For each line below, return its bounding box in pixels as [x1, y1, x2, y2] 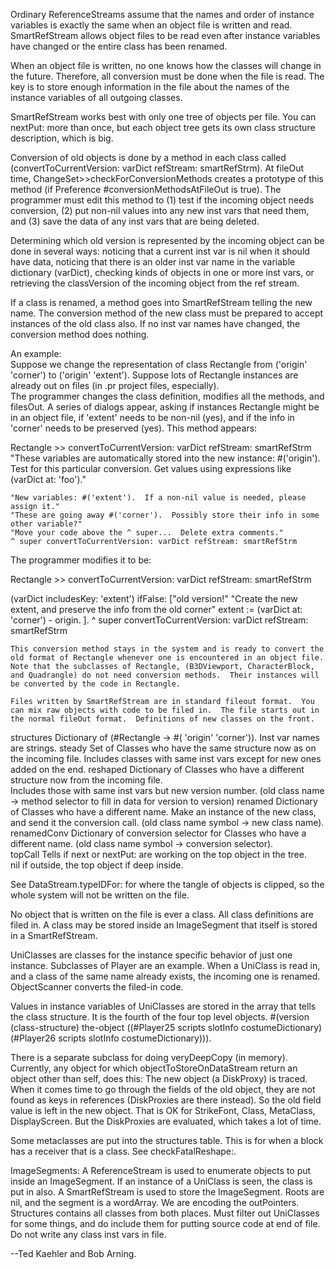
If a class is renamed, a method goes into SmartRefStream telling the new [10, 297, 313, 308]
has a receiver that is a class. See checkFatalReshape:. [10, 1145, 237, 1157]
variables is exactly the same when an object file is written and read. [10, 19, 293, 31]
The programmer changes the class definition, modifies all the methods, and [10, 390, 325, 402]
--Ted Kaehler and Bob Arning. [10, 1248, 137, 1259]
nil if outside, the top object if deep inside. [10, 859, 184, 871]
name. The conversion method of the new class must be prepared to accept [10, 307, 324, 319]
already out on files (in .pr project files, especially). [10, 380, 220, 391]
